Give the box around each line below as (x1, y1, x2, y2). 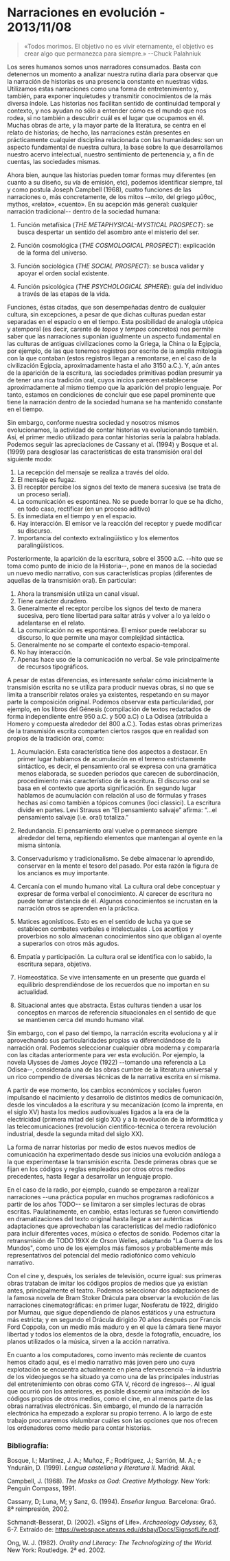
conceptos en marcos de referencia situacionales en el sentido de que (16, 1008, 216, 1017)
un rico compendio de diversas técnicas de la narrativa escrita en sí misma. (7, 1072, 221, 1080)
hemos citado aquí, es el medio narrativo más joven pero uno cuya (7, 1358, 196, 1366)
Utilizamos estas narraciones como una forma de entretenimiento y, (7, 84, 199, 93)
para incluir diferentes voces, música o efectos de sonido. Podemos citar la (7, 1229, 220, 1237)
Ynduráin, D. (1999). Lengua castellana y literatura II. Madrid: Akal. (7, 1464, 196, 1472)
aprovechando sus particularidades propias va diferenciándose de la (7, 1036, 201, 1044)
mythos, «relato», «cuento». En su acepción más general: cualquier (7, 200, 198, 208)
